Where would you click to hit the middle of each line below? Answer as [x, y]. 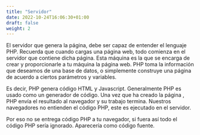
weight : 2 [19, 28]
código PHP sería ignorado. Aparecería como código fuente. [81, 125]
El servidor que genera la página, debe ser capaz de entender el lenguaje [96, 45]
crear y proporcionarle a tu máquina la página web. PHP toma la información [100, 65]
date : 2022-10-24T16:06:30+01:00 [48, 17]
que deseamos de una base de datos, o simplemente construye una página [99, 71]
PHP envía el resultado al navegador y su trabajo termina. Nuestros [89, 102]
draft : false [22, 23]
